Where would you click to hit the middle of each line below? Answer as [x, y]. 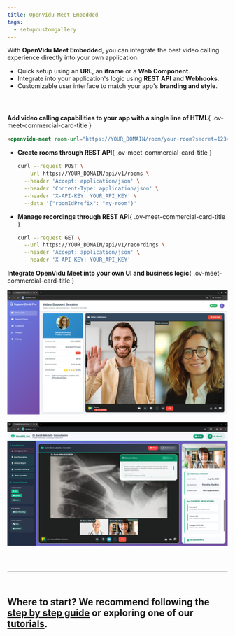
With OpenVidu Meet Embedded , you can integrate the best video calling [113, 50]
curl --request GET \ [49, 238]
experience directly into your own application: [73, 58]
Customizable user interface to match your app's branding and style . [117, 86]
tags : [15, 22]
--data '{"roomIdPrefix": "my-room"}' [80, 203]
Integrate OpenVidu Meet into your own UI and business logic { [100, 273]
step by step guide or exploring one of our [100, 613]
